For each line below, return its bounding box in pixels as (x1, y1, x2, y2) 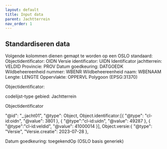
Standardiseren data (5, 39, 70, 48)
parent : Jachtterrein (5, 16, 50, 21)
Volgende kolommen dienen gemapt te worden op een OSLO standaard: (5, 53, 153, 59)
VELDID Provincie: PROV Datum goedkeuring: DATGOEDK (5, 63, 124, 70)
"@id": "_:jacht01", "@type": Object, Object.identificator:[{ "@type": (5, 113, 144, 119)
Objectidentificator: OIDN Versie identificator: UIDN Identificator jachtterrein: (5, 58, 162, 64)
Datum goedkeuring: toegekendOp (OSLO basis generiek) (5, 138, 124, 145)
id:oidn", (5, 118, 22, 124)
